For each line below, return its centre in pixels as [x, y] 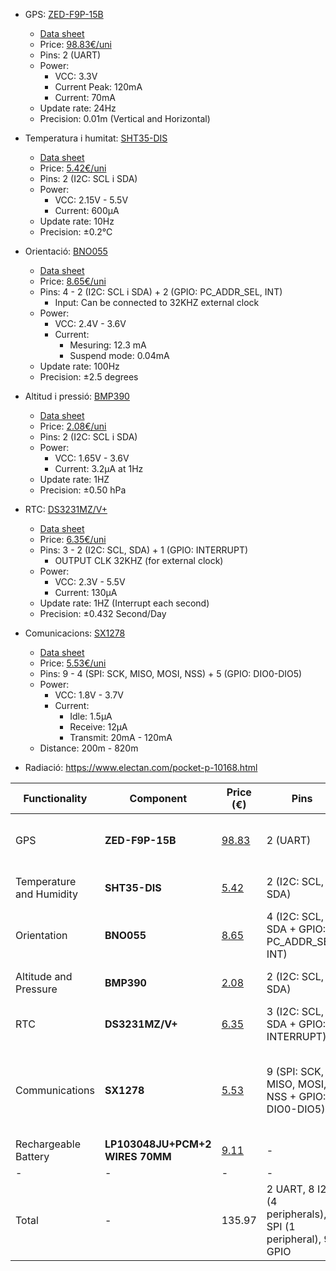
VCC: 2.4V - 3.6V [90, 323]
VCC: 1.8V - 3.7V [89, 695]
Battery [32, 1156]
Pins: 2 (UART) [70, 55]
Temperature [46, 881]
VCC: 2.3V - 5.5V [90, 582]
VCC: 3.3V [76, 76]
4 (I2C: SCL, [295, 916]
